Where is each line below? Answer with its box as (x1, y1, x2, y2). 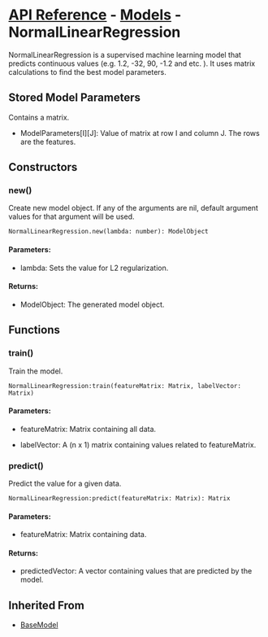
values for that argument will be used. (8, 212, 136, 221)
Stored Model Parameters (8, 91, 140, 105)
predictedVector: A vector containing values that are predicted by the (19, 566, 253, 576)
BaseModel (19, 620, 58, 630)
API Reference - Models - (8, 6, 182, 24)
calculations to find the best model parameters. (8, 67, 166, 76)
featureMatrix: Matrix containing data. (19, 530, 147, 539)
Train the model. (8, 366, 63, 376)
